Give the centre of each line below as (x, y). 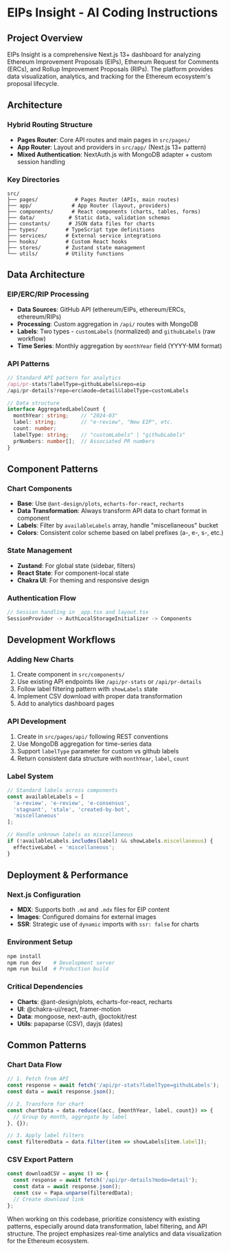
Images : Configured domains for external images (87, 917)
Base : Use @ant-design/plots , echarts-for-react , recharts (100, 503)
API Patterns (28, 363)
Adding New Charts (41, 659)
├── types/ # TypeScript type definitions (81, 229)
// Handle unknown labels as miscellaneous (70, 835)
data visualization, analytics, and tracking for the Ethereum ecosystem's (109, 76)
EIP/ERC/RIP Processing (48, 295)
